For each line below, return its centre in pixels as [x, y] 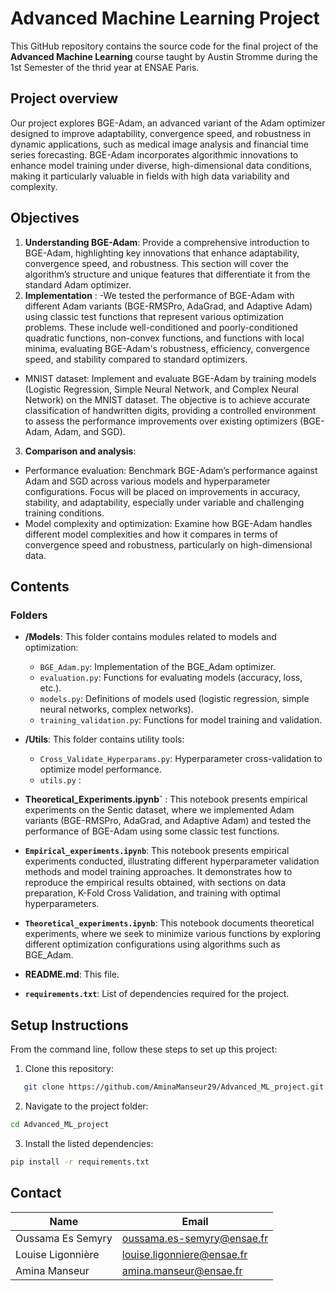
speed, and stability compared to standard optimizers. [136, 359]
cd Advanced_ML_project [60, 1124]
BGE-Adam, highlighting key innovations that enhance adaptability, [162, 253]
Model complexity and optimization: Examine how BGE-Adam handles [168, 523]
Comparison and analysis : [80, 451]
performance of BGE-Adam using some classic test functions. [152, 831]
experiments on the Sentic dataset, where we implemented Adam [159, 810]
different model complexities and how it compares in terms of [151, 534]
